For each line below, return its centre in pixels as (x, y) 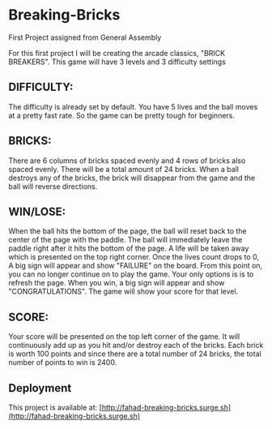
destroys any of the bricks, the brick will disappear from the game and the (132, 178)
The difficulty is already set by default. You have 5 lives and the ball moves (133, 106)
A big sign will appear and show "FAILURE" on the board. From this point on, (136, 266)
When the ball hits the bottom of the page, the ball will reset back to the (127, 231)
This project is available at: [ (55, 408)
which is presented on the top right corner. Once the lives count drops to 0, (134, 257)
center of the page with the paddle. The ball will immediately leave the (125, 240)
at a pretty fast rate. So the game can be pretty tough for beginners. (122, 115)
